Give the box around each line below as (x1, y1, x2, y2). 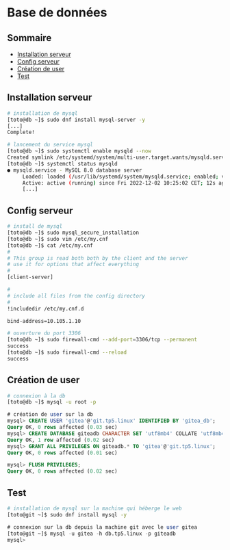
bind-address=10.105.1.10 (7, 317, 81, 324)
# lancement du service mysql (7, 142, 94, 148)
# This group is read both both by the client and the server (7, 254, 188, 261)
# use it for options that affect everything (7, 261, 139, 268)
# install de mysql (7, 223, 63, 230)
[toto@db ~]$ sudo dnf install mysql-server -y (7, 116, 146, 123)
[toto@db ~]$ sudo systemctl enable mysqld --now (7, 148, 152, 155)
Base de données (7, 5, 107, 21)
